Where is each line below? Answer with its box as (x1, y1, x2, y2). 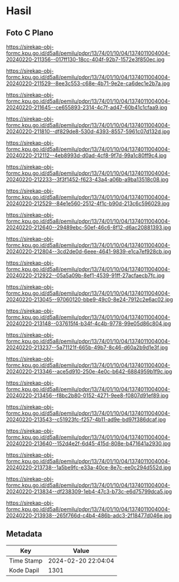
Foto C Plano (6, 28, 54, 38)
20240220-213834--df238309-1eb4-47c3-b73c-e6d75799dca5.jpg (6, 488, 173, 495)
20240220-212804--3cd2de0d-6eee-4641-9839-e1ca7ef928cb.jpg (6, 248, 172, 255)
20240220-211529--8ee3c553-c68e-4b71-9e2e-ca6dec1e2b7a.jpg (6, 80, 170, 87)
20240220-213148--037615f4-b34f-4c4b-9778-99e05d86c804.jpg (6, 320, 171, 327)
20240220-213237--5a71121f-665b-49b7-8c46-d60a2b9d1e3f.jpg (6, 344, 168, 351)
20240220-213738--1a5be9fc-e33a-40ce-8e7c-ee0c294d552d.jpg (6, 464, 171, 471)
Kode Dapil (9, 566, 39, 574)
